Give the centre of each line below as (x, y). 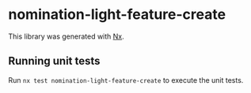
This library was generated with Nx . (66, 36)
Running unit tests (54, 61)
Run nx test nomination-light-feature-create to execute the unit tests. (126, 80)
